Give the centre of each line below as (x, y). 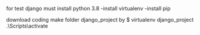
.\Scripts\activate (27, 26)
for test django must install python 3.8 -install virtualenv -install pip (88, 8)
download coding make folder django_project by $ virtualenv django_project (100, 20)
